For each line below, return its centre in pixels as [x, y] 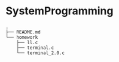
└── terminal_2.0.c [41, 53]
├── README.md [23, 32]
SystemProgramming [59, 11]
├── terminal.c [35, 48]
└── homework [22, 37]
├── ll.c [27, 42]
